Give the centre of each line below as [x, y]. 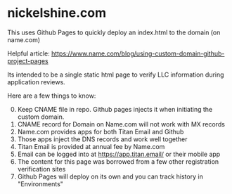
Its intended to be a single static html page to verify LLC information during [116, 75]
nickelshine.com [57, 13]
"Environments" [40, 183]
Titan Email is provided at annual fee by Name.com [91, 146]
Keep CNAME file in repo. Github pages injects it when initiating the [115, 109]
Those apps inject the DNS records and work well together [102, 139]
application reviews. [36, 82]
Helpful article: [29, 53]
